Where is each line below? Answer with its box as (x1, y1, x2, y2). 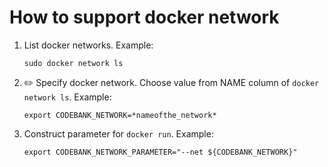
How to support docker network (9, 6, 280, 29)
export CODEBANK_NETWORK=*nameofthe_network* (23, 110, 217, 120)
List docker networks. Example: (23, 39, 154, 51)
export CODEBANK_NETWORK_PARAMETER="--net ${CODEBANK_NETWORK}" (23, 147, 298, 157)
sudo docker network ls (23, 58, 124, 68)
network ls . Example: (23, 91, 112, 103)
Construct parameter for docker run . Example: (23, 127, 214, 140)
